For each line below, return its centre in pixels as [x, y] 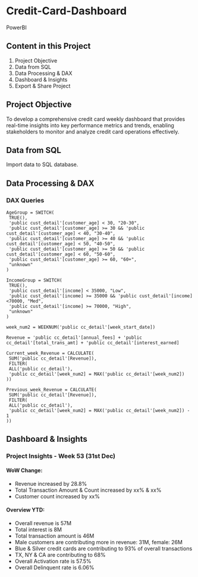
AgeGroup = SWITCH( [30, 213]
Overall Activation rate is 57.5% [53, 561]
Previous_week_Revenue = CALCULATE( [51, 390]
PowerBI [16, 27]
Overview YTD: [26, 510]
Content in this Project [48, 46]
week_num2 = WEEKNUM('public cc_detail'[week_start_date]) [81, 328]
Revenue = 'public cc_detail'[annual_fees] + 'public [74, 338]
